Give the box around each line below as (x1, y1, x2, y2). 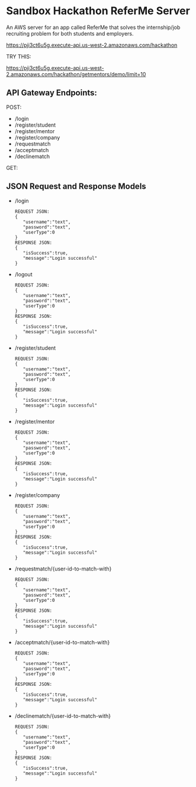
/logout (14, 270, 33, 278)
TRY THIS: (6, 53, 31, 60)
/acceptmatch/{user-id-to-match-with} (14, 638, 110, 646)
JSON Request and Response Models (6, 182, 146, 192)
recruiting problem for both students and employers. (6, 30, 134, 37)
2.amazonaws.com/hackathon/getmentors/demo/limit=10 (6, 70, 146, 78)
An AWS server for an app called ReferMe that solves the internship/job (6, 24, 181, 31)
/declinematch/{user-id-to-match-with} (14, 712, 111, 720)
